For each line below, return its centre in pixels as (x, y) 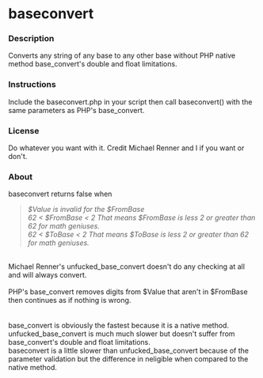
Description (31, 39)
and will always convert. (48, 275)
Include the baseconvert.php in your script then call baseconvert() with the (130, 102)
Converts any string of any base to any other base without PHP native (122, 55)
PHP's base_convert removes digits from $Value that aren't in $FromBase (128, 292)
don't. (18, 157)
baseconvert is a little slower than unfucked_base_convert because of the (129, 351)
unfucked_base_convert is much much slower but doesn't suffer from (122, 334)
